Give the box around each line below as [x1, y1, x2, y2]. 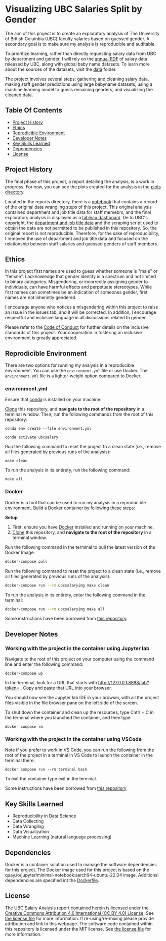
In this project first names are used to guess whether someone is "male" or [5, 268, 158, 274]
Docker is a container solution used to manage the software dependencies [5, 862, 157, 868]
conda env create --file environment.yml [5, 426, 92, 431]
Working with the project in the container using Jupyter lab [5, 645, 150, 651]
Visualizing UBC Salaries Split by [5, 3, 142, 15]
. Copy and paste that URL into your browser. [20, 685, 112, 691]
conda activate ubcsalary [5, 435, 58, 440]
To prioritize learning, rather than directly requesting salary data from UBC [5, 51, 157, 57]
